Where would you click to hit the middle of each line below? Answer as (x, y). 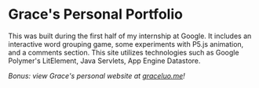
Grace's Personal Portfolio (95, 14)
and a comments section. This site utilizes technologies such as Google (124, 52)
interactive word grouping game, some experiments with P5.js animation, (126, 44)
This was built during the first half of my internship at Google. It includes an (130, 36)
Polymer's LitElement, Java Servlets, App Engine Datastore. (104, 61)
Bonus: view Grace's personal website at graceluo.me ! (97, 76)
